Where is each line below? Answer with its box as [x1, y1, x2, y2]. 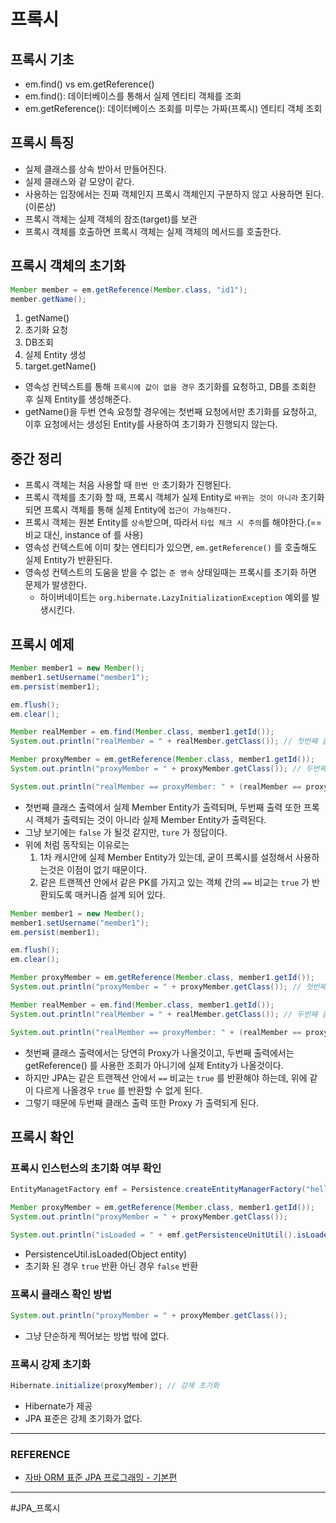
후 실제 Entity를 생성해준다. [24, 393, 132, 405]
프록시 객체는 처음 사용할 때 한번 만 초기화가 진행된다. [24, 479, 232, 491]
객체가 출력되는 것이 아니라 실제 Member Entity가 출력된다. [35, 813, 267, 825]
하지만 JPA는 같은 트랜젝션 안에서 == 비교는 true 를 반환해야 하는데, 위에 [24, 1071, 308, 1084]
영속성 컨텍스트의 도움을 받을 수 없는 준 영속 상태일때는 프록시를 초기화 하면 [24, 566, 317, 579]
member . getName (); [10, 294, 87, 304]
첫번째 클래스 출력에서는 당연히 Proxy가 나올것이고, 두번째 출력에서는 [24, 1046, 295, 1059]
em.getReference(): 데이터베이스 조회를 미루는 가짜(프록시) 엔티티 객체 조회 [24, 103, 323, 114]
